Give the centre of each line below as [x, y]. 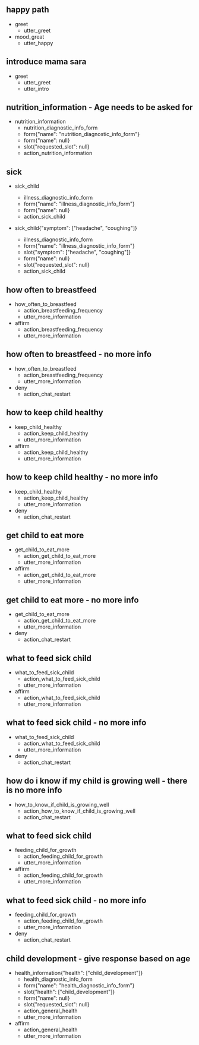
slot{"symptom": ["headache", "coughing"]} [77, 252]
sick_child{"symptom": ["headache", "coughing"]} [76, 228]
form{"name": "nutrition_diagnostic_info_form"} [82, 134]
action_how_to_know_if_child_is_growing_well [79, 811]
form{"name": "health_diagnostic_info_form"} [79, 985]
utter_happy [38, 43]
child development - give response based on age [98, 959]
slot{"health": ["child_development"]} [69, 992]
